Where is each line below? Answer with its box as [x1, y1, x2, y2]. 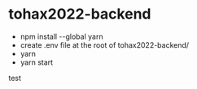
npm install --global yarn [20, 32, 103, 41]
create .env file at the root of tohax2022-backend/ [20, 40, 190, 49]
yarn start [20, 57, 54, 67]
